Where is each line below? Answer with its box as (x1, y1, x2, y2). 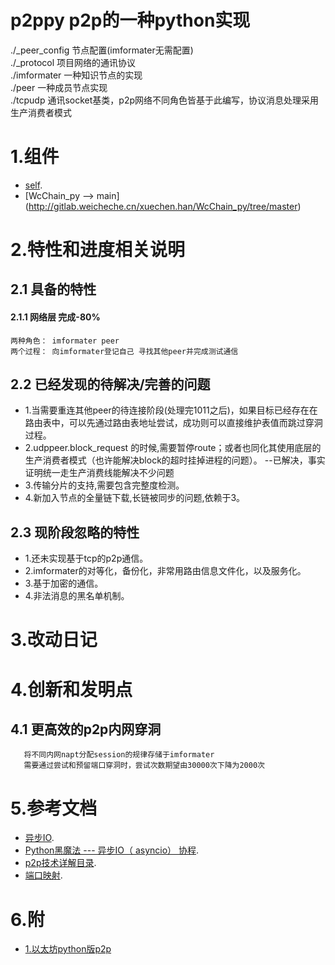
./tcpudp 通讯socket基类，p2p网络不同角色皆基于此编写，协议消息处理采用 (10, 94, 320, 106)
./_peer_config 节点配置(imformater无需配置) (10, 44, 194, 56)
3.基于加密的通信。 (24, 577, 104, 590)
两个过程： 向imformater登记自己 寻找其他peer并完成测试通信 (10, 346, 239, 356)
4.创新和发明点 (10, 678, 133, 701)
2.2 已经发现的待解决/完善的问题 (10, 376, 211, 393)
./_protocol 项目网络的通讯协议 (10, 56, 137, 68)
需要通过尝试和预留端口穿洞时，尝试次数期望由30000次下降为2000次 (23, 761, 265, 771)
